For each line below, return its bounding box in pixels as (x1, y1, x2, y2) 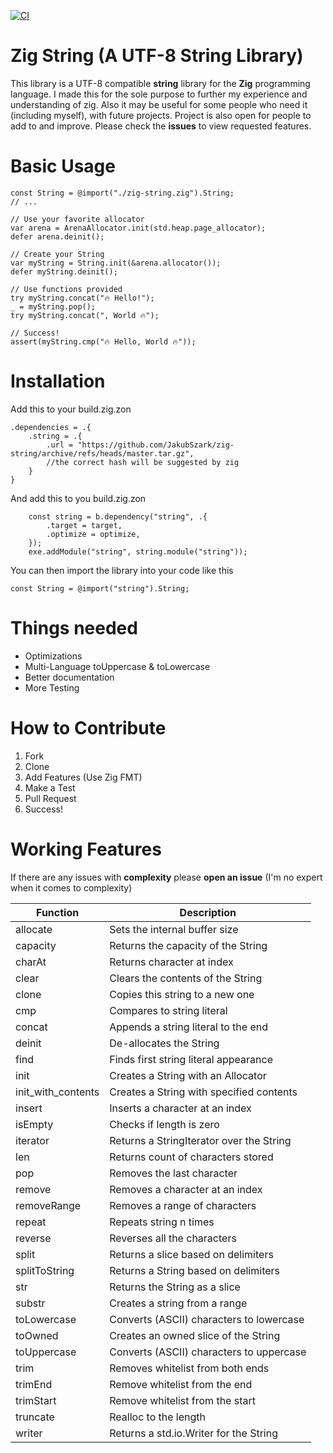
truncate (15, 1410, 55, 1424)
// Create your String (10, 249, 105, 259)
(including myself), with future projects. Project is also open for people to (10, 109, 312, 121)
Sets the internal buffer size (109, 922, 239, 936)
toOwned (15, 1328, 59, 1342)
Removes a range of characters (109, 1198, 257, 1212)
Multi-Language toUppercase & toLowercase (24, 660, 211, 672)
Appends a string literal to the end (109, 1020, 268, 1034)
